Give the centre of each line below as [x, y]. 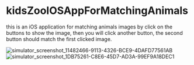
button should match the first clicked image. [59, 39]
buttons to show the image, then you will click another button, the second [94, 32]
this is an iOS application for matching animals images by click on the [89, 27]
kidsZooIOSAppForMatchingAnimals [97, 11]
